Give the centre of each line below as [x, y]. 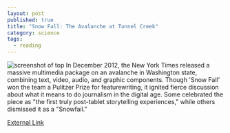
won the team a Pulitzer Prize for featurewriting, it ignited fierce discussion [113, 87]
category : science [33, 33]
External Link [26, 122]
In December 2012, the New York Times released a [138, 65]
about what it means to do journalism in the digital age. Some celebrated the [115, 94]
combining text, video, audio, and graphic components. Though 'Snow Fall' [114, 80]
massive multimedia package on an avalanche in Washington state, [102, 72]
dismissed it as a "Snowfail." [47, 109]
